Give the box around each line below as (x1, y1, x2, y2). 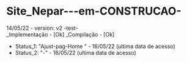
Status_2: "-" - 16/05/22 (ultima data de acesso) (15, 49, 136, 56)
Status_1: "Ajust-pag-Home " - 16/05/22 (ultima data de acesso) (15, 43, 175, 50)
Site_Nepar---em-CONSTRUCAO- (6, 4, 182, 18)
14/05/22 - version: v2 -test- (6, 24, 78, 32)
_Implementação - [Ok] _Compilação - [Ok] (6, 30, 115, 38)
